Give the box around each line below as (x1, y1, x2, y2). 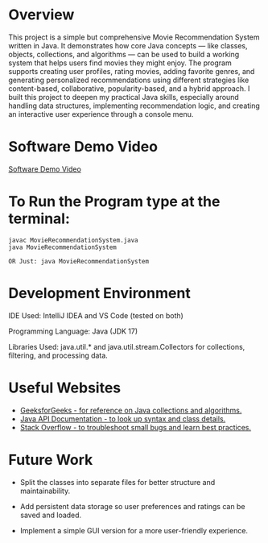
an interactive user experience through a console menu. (8, 109, 194, 118)
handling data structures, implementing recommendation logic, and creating (8, 101, 260, 110)
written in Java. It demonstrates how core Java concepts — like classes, (8, 40, 248, 50)
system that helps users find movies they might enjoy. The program (8, 58, 232, 68)
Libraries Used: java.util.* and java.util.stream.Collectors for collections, (8, 342, 245, 351)
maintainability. (19, 486, 71, 495)
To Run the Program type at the (8, 193, 221, 211)
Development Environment (8, 284, 191, 302)
